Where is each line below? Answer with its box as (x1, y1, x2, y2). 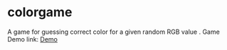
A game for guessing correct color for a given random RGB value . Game (7, 27, 221, 36)
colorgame (7, 4, 73, 20)
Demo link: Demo (7, 35, 58, 43)
